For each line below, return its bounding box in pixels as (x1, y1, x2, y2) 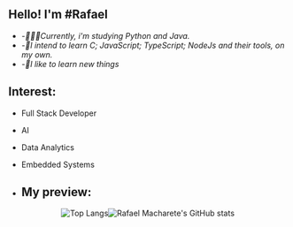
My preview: (20, 185, 92, 200)
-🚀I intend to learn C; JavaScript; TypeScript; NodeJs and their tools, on (20, 40, 285, 50)
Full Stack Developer (20, 108, 97, 118)
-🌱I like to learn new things (20, 58, 120, 69)
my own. (20, 49, 53, 60)
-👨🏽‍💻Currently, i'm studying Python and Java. (20, 30, 190, 41)
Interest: (8, 84, 57, 100)
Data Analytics (20, 141, 74, 153)
